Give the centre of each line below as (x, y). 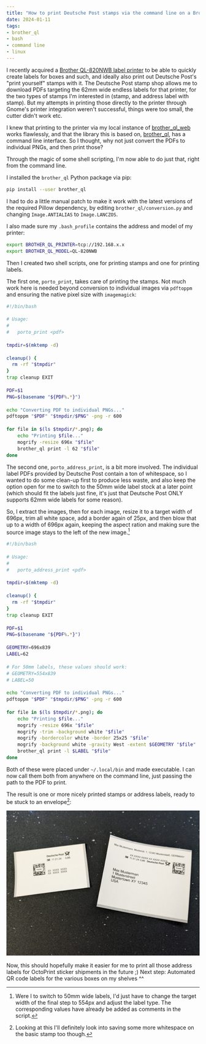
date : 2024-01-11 (29, 19)
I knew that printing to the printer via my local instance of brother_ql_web (99, 127)
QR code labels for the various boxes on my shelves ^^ (75, 978)
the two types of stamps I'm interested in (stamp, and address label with (97, 96)
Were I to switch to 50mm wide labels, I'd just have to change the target (106, 996)
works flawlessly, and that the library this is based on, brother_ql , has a (96, 134)
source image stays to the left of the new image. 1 (68, 532)
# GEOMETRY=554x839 (31, 673)
